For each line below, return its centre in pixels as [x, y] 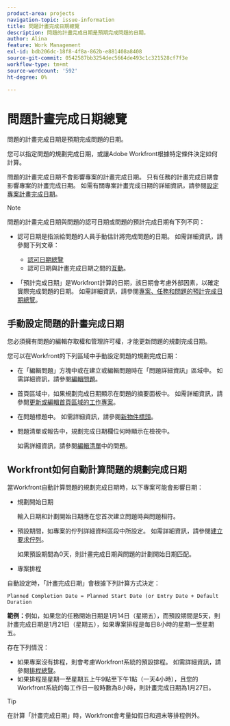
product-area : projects [41, 13]
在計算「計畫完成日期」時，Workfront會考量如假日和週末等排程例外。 [105, 715]
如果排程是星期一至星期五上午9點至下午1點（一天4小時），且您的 [107, 679]
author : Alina [27, 39]
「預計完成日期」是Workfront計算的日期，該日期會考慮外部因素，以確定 [118, 283]
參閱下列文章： [38, 245]
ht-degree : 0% [27, 77]
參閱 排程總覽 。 [38, 670]
